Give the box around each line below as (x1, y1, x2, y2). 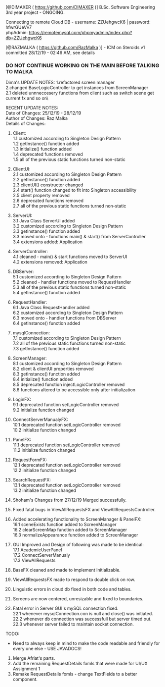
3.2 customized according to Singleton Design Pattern (12, 223, 123, 229)
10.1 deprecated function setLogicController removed (12, 422, 121, 428)
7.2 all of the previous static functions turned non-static (12, 340, 126, 346)
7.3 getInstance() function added (12, 346, 80, 352)
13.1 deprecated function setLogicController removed (12, 482, 121, 488)
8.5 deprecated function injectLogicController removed (12, 381, 125, 388)
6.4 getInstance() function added (12, 320, 81, 326)
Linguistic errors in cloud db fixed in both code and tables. (12, 586, 132, 592)
